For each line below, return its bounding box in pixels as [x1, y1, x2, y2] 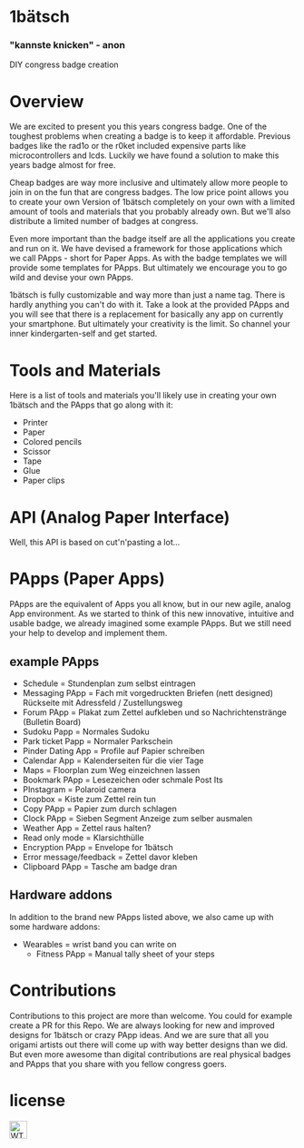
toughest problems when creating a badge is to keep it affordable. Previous [9, 131, 291, 142]
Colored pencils [22, 437, 83, 447]
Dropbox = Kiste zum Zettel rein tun [22, 794, 156, 805]
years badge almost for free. [9, 160, 116, 171]
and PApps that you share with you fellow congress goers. [9, 1058, 227, 1069]
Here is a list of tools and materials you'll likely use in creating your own [9, 390, 277, 401]
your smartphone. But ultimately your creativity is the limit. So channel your [9, 319, 290, 329]
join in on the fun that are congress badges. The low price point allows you [9, 187, 289, 198]
